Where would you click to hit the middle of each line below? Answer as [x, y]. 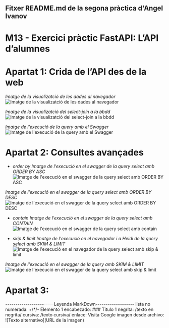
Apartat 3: [27, 290]
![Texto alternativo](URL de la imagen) [45, 320]
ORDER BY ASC [29, 172]
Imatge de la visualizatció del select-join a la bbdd [58, 112]
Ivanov [16, 16]
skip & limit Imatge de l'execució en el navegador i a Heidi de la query [85, 239]
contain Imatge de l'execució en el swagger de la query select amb [82, 218]
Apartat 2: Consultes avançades [74, 152]
